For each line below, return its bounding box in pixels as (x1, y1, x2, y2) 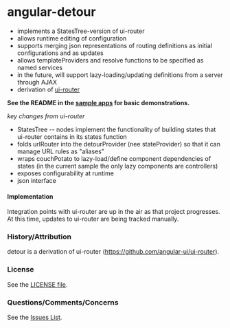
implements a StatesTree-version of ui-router (16, 27, 145, 35)
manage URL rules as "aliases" (16, 147, 105, 155)
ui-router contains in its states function (16, 132, 127, 141)
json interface (16, 176, 56, 184)
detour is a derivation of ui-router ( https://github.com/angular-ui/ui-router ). (7, 248, 220, 256)
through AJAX (16, 78, 57, 86)
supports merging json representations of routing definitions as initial (16, 41, 213, 50)
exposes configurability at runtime (16, 169, 115, 177)
